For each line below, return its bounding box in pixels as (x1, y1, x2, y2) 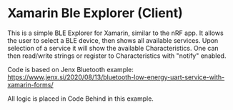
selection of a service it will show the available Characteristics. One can (7, 44, 219, 52)
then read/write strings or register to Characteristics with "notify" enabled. (7, 51, 227, 60)
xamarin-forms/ (7, 80, 54, 89)
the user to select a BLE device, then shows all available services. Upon (7, 36, 219, 44)
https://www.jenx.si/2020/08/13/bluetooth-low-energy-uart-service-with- (7, 73, 225, 81)
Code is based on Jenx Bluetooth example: (7, 65, 134, 74)
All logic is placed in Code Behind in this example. (7, 94, 154, 103)
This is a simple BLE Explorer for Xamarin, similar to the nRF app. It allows (7, 29, 224, 37)
